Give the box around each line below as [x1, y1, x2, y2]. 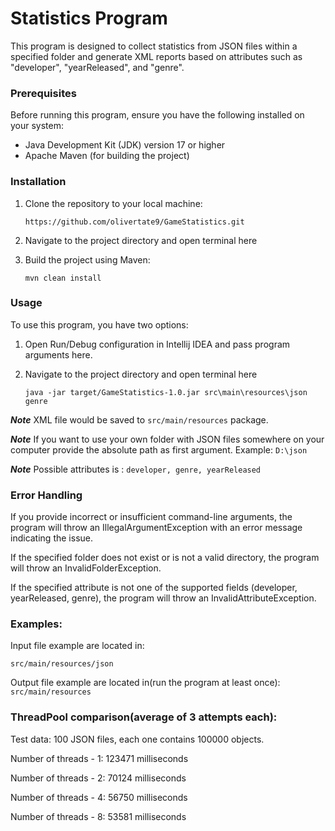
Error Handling [10, 488, 83, 502]
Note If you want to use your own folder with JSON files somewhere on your [10, 433, 325, 445]
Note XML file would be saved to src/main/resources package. [10, 413, 269, 426]
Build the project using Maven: [24, 253, 151, 266]
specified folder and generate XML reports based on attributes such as [10, 50, 303, 62]
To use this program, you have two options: [10, 318, 189, 331]
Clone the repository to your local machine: [24, 197, 203, 209]
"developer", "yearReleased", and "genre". [10, 61, 185, 73]
